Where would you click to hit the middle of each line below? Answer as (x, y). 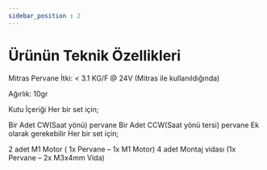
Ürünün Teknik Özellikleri (95, 55)
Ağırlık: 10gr (28, 93)
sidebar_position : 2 (45, 16)
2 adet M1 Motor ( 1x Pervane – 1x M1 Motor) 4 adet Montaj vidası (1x (122, 149)
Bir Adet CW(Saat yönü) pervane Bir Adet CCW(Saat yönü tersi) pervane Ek (134, 125)
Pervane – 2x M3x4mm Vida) (56, 157)
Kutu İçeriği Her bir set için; (54, 109)
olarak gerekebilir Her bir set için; (64, 133)
